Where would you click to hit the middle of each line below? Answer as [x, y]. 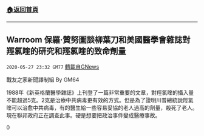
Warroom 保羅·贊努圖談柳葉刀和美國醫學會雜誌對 [98, 40]
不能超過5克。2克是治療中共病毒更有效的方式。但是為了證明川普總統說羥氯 [100, 100]
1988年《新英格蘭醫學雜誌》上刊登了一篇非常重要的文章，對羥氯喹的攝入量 [100, 93]
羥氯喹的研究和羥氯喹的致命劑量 [66, 51]
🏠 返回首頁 [22, 9]
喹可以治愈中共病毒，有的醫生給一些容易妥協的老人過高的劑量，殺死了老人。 [102, 108]
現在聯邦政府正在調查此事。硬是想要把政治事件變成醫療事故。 [83, 115]
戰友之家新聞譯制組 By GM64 [43, 80]
